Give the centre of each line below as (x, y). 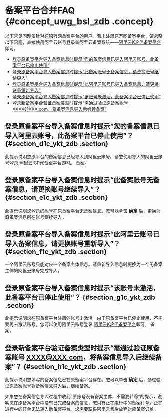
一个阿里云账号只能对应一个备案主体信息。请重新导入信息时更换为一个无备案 (84, 264)
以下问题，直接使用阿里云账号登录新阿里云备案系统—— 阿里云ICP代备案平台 (83, 42)
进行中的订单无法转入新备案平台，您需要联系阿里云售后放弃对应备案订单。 (82, 409)
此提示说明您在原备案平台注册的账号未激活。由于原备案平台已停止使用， (79, 318)
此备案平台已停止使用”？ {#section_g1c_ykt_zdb (80, 297)
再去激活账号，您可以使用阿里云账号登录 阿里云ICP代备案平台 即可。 (79, 324)
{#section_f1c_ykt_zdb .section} (56, 251)
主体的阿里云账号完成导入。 (34, 271)
